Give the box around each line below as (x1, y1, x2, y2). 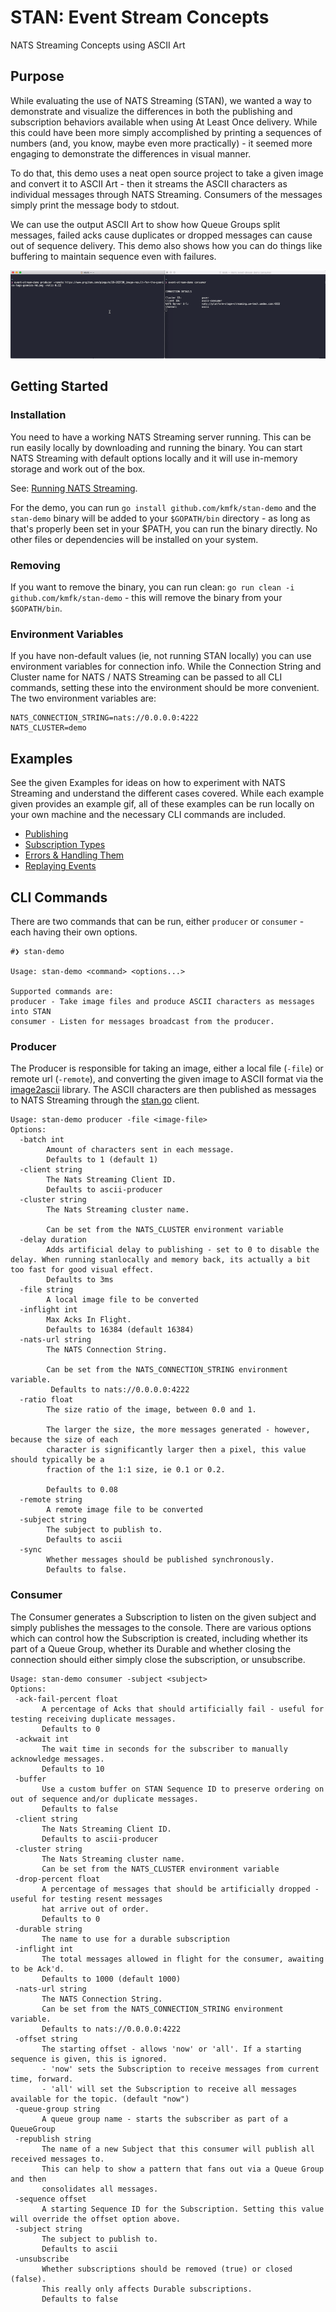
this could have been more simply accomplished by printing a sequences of (10, 126, 322, 138)
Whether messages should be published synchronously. (46, 1555, 275, 1565)
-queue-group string (14, 2104, 101, 2114)
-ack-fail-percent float (14, 1694, 118, 1704)
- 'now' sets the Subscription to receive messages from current (41, 2064, 320, 2074)
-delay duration (19, 1235, 87, 1245)
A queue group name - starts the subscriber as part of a (41, 2114, 288, 2124)
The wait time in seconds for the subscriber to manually (41, 1744, 288, 1754)
